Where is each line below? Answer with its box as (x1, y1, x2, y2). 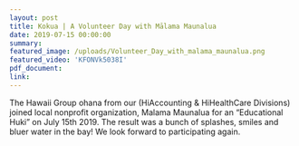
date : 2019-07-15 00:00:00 (9, 30, 111, 39)
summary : (9, 38, 43, 48)
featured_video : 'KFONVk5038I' (9, 55, 128, 64)
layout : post (9, 13, 59, 23)
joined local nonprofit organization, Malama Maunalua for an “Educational (9, 106, 284, 118)
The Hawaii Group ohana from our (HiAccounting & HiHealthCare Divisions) (9, 97, 291, 108)
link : (9, 73, 30, 82)
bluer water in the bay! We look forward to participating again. (9, 126, 241, 137)
